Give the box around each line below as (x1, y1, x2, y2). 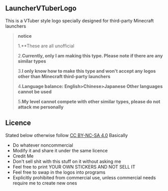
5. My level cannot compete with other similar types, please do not (17, 98, 160, 104)
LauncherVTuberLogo (5, 4, 77, 13)
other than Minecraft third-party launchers (17, 73, 110, 79)
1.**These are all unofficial (17, 43, 75, 49)
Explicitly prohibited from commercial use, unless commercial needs (12, 174, 156, 180)
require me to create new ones (12, 180, 77, 186)
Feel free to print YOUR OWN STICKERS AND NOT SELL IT (12, 163, 136, 170)
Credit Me (12, 153, 34, 159)
